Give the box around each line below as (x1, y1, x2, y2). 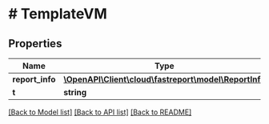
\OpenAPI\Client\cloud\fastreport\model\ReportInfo (63, 74, 266, 85)
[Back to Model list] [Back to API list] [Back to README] (8, 107, 192, 117)
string (63, 87, 87, 98)
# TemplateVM (8, 5, 107, 23)
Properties (8, 37, 62, 50)
